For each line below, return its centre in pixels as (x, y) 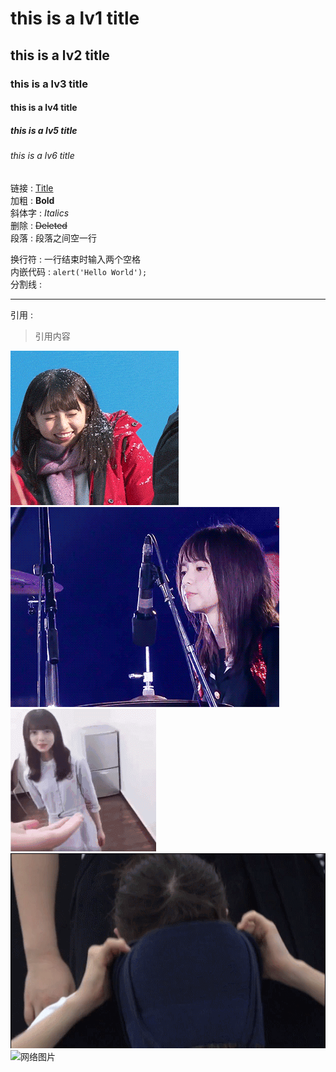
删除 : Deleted (39, 225)
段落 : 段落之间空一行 (53, 238)
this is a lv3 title (49, 84)
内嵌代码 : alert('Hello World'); (79, 271)
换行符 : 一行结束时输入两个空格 (75, 259)
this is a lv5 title (44, 130)
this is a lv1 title (75, 18)
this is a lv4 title (44, 108)
